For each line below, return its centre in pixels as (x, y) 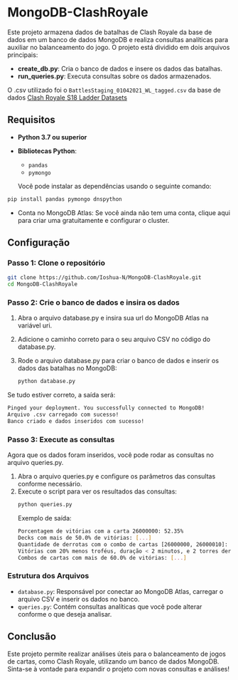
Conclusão (32, 637)
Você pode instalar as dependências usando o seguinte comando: (114, 186)
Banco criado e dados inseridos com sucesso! (76, 421)
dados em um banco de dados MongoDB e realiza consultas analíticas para (118, 39)
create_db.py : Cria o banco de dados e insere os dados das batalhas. (120, 68)
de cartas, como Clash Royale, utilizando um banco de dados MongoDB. (113, 661)
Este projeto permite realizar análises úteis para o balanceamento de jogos (117, 654)
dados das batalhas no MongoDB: (67, 368)
